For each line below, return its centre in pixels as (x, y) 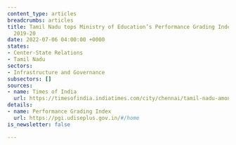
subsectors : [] (29, 79)
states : (19, 46)
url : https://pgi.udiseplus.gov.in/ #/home (77, 118)
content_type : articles (42, 14)
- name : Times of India (42, 92)
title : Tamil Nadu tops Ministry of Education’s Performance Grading (111, 27)
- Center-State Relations (45, 53)
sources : (20, 85)
